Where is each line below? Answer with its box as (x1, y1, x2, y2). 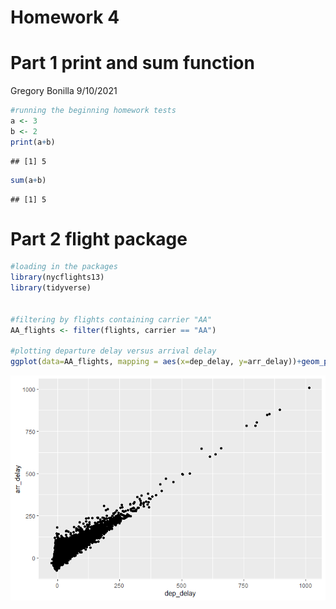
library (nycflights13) (10, 272, 105, 283)
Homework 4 (10, 6, 120, 29)
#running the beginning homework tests (10, 106, 177, 116)
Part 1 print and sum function (10, 52, 255, 75)
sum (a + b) (10, 175, 47, 185)
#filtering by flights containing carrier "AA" (10, 314, 213, 325)
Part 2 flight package (10, 227, 188, 250)
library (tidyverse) (10, 283, 92, 293)
